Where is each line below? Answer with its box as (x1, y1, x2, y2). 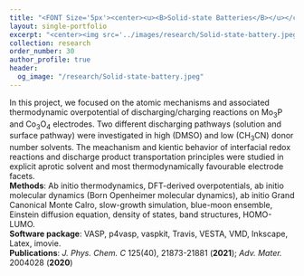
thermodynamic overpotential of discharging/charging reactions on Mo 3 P (9, 106, 283, 119)
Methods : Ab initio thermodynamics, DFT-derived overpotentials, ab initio (9, 180, 285, 191)
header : (9, 64, 39, 73)
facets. (9, 171, 35, 182)
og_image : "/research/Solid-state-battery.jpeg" (17, 72, 204, 81)
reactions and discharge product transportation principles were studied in (9, 151, 284, 163)
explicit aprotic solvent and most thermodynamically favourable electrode (9, 161, 284, 172)
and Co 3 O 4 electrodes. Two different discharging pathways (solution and (9, 119, 282, 131)
